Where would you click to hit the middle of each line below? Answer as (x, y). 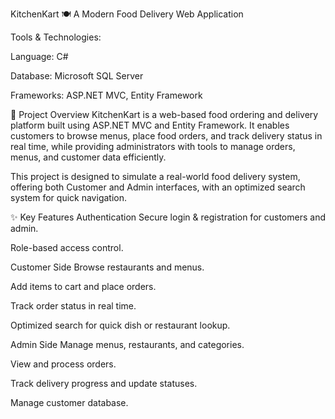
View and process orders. (63, 364)
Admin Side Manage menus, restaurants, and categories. (127, 344)
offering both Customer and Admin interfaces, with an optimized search (158, 187)
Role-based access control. (67, 247)
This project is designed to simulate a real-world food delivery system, (155, 176)
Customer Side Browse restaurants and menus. (107, 267)
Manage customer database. (69, 402)
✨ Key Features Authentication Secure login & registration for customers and (168, 217)
